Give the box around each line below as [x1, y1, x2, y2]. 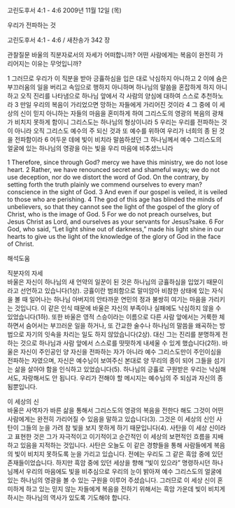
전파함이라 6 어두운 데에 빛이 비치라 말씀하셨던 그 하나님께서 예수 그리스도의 [14, 136, 222, 143]
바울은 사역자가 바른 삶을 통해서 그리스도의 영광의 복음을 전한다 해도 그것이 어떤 [7, 406, 224, 414]
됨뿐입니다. [7, 383, 38, 391]
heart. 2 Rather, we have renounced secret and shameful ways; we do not [7, 166, 220, 173]
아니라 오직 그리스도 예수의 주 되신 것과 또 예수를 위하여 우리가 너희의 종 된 [14, 126, 218, 135]
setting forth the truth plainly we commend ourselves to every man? [7, 180, 203, 189]
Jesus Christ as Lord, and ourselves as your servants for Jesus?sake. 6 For [7, 217, 225, 226]
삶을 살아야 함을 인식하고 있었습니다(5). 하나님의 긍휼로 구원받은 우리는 [14, 365, 208, 373]
